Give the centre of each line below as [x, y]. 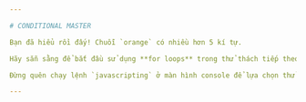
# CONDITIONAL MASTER [51, 25]
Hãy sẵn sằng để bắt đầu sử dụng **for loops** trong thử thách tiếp [144, 59]
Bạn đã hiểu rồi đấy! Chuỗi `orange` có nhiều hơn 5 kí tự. [126, 42]
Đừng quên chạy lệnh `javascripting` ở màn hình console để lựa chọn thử [153, 75]
